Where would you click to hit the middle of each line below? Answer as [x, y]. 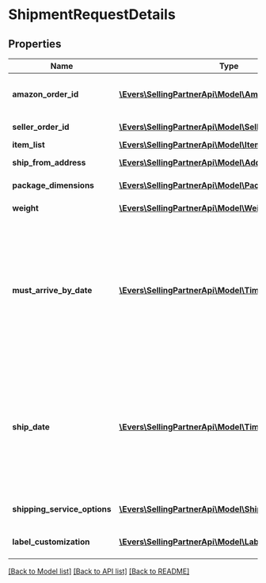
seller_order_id [41, 127]
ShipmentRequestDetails [92, 15]
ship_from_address [49, 162]
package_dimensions [53, 185]
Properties [35, 44]
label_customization [51, 542]
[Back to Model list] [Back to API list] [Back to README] [99, 571]
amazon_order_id [46, 94]
